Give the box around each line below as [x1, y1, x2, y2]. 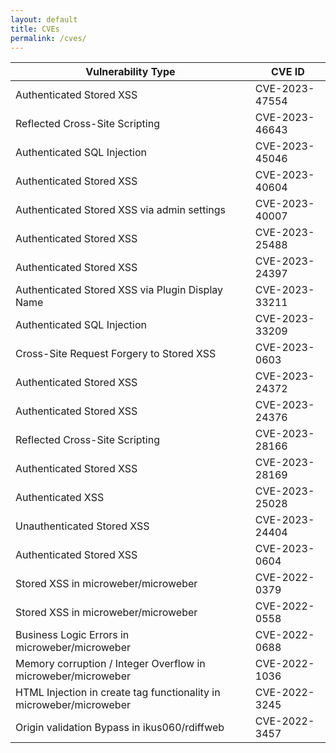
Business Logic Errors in [15, 628, 130, 642]
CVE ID [270, 65, 305, 79]
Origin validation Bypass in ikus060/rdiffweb [15, 721, 225, 735]
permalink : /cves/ [10, 33, 87, 43]
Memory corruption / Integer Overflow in [15, 657, 206, 671]
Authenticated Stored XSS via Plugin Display [15, 283, 223, 297]
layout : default [10, 14, 78, 25]
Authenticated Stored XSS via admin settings [15, 203, 226, 217]
